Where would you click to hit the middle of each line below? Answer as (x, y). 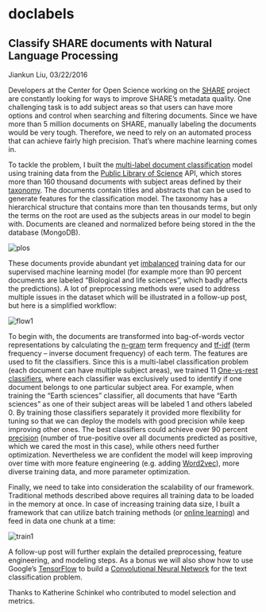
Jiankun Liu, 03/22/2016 (48, 75)
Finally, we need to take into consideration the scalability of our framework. (131, 487)
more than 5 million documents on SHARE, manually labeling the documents (132, 124)
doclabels (41, 14)
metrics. (22, 601)
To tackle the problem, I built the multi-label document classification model (130, 165)
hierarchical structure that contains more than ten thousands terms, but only (133, 207)
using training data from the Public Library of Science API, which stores (125, 173)
